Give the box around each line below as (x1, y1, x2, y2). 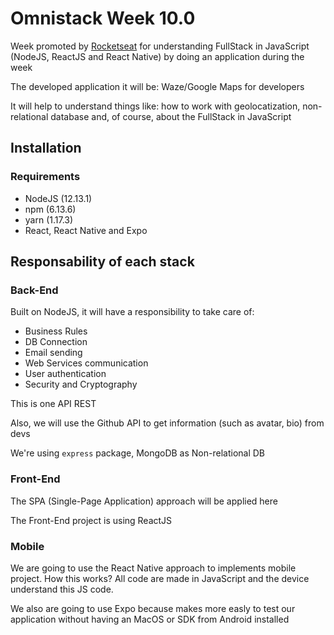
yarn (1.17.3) (24, 213, 74, 226)
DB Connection (24, 336, 88, 348)
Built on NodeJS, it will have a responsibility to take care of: (10, 306, 255, 318)
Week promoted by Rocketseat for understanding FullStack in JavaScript (10, 40, 310, 52)
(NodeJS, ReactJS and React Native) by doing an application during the (10, 50, 305, 62)
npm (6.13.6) (24, 203, 77, 215)
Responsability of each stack (10, 253, 195, 271)
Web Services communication (24, 357, 149, 369)
